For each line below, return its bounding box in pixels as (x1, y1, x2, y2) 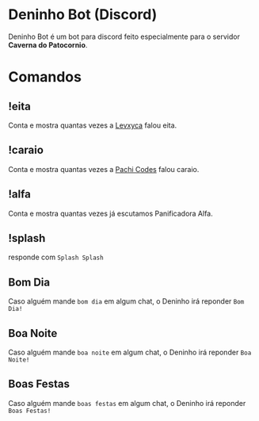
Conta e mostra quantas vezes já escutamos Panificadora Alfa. (8, 209, 214, 218)
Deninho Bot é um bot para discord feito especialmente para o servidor (8, 32, 240, 41)
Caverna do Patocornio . (8, 40, 88, 49)
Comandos (8, 68, 82, 86)
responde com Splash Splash (8, 252, 105, 262)
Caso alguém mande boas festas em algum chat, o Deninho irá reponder (8, 398, 246, 408)
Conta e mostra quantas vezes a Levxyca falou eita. (8, 121, 177, 130)
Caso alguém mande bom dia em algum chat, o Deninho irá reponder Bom (8, 297, 245, 306)
